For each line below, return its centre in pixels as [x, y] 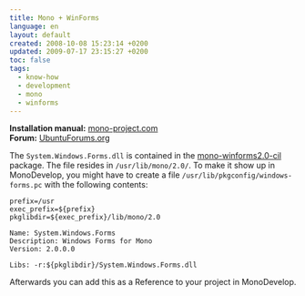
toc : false [30, 60]
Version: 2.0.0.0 [42, 250]
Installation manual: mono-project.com [84, 128]
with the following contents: [96, 185]
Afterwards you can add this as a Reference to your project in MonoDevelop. [153, 282]
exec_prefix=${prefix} [52, 209]
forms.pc [26, 186]
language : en [34, 26]
